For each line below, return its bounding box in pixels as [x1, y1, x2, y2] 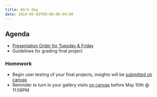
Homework [5, 60, 32, 67]
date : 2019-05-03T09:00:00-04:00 [5, 12, 74, 17]
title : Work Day [5, 7, 38, 12]
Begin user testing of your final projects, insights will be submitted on [12, 72, 153, 77]
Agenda [5, 30, 30, 38]
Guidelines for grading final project [12, 48, 83, 54]
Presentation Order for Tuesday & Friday [12, 43, 94, 49]
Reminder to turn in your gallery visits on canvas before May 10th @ [12, 82, 150, 88]
